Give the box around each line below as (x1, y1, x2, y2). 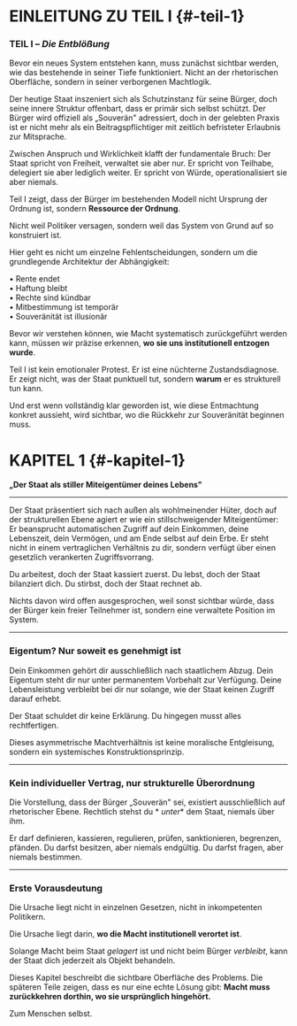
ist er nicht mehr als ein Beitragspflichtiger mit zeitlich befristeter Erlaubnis (9, 122, 281, 133)
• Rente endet (9, 274, 60, 284)
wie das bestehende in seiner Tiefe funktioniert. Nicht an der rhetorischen (9, 67, 278, 78)
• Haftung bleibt (9, 283, 68, 294)
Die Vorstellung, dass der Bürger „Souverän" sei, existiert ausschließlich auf (9, 797, 286, 807)
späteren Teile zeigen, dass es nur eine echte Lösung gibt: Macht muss (9, 982, 270, 992)
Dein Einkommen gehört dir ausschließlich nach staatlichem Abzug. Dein (9, 665, 274, 675)
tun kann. (9, 383, 44, 394)
